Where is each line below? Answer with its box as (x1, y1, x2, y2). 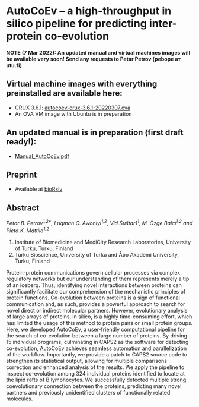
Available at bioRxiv (14, 185, 63, 193)
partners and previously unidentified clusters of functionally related (6, 389, 171, 396)
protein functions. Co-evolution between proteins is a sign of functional (6, 294, 181, 301)
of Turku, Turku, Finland (14, 245, 73, 252)
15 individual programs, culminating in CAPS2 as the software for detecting (6, 338, 189, 345)
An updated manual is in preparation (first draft (6, 128, 184, 138)
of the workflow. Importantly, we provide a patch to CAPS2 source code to (6, 351, 188, 358)
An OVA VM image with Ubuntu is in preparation (14, 110, 132, 117)
